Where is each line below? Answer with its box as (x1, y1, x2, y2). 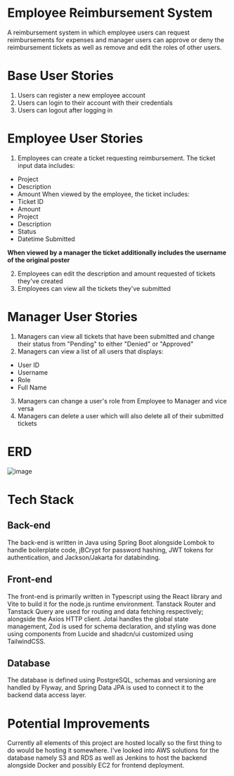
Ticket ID (17, 197, 44, 205)
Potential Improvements (7, 716, 150, 732)
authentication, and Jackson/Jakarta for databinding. (7, 553, 161, 562)
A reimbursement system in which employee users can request (7, 28, 190, 37)
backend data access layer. (7, 691, 86, 699)
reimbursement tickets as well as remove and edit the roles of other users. (7, 43, 222, 51)
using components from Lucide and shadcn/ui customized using (7, 629, 193, 638)
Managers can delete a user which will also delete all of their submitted (17, 411, 223, 420)
